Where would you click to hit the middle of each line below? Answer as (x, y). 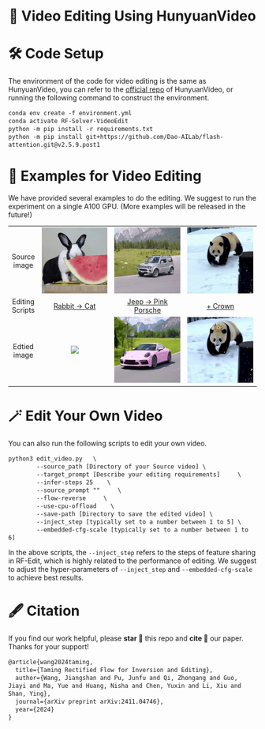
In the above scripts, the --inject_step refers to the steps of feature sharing (132, 552)
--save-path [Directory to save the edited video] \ (125, 514)
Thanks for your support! (49, 646)
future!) (21, 215)
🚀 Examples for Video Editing (105, 176)
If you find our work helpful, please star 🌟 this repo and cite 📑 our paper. (126, 638)
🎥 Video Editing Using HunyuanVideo (132, 16)
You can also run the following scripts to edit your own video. (108, 443)
